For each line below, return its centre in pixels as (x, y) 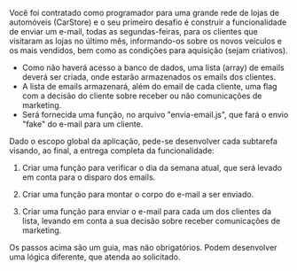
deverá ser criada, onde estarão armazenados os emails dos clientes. (149, 77)
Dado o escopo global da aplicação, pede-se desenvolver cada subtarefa (143, 141)
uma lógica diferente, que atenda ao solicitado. (95, 257)
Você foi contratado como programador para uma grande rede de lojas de (145, 13)
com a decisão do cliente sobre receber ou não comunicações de (142, 96)
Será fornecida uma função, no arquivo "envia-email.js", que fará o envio (155, 115)
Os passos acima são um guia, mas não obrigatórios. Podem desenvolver (143, 248)
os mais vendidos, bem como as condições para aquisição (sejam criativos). (148, 50)
